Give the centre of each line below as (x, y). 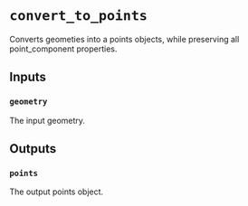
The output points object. (57, 192)
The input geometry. (48, 120)
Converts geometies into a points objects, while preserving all (124, 39)
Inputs (28, 77)
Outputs (33, 149)
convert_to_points (78, 16)
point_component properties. (63, 49)
